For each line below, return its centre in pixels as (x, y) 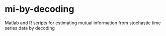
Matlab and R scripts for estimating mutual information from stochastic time (83, 23)
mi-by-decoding (39, 9)
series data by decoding (30, 28)
